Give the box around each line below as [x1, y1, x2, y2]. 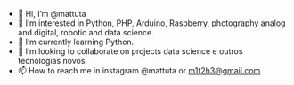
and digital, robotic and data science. [17, 27, 154, 37]
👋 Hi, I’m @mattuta [17, 9, 86, 19]
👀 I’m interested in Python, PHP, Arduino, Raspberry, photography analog [17, 18, 286, 28]
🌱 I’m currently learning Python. [17, 36, 135, 47]
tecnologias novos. [17, 56, 87, 66]
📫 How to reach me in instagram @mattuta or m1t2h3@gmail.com [17, 66, 261, 75]
